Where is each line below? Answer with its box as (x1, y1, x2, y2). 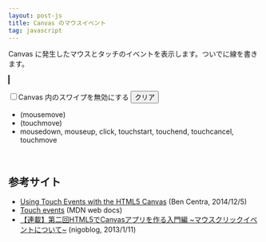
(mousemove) (19, 110, 66, 119)
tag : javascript (8, 26, 62, 34)
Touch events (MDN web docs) (19, 205, 123, 215)
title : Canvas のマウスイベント (8, 19, 106, 27)
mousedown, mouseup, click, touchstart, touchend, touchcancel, (19, 127, 234, 136)
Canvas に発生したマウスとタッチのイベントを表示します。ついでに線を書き (8, 49, 258, 59)
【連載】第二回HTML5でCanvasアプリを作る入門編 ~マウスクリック (19, 215, 244, 224)
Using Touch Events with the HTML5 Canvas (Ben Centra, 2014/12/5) (19, 197, 248, 207)
